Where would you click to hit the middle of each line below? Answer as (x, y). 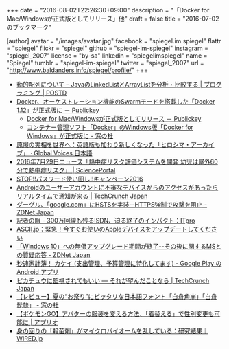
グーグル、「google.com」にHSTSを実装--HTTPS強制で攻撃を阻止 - (111, 204)
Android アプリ (37, 272)
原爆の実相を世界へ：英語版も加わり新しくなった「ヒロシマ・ (104, 144)
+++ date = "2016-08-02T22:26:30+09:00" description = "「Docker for (108, 10)
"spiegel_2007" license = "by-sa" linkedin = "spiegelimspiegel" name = (107, 56)
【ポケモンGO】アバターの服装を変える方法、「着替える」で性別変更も (115, 314)
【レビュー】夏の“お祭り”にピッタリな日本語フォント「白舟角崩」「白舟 (117, 296)
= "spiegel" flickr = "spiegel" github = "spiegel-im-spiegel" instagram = (107, 48)
